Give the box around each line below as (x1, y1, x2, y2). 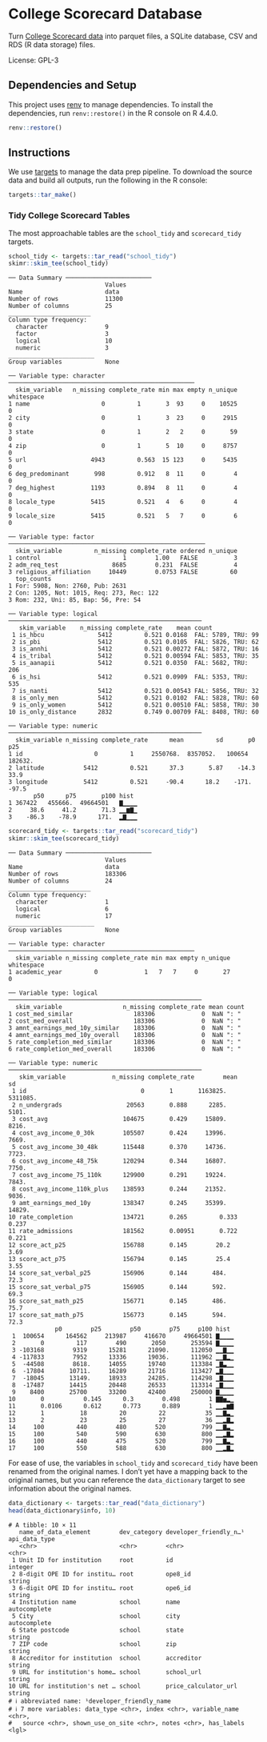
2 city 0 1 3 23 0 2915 (8, 414, 238, 422)
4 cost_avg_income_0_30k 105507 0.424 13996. (11, 1129, 227, 1137)
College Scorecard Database (8, 5, 202, 23)
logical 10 (15, 337, 113, 345)
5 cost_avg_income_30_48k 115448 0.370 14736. (11, 1143, 227, 1151)
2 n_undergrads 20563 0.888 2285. (11, 1101, 227, 1109)
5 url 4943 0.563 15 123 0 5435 (8, 456, 238, 464)
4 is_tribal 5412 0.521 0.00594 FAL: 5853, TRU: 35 (11, 652, 260, 660)
